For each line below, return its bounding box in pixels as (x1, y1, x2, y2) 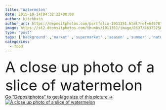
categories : (5, 39, 30, 44)
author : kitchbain (5, 16, 43, 21)
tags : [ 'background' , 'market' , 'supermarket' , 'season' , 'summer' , (5, 35, 152, 40)
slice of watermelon (5, 75, 143, 94)
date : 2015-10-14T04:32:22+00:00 (5, 12, 74, 17)
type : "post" (5, 30, 32, 35)
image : (5, 26, 19, 31)
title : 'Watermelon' (5, 7, 48, 12)
